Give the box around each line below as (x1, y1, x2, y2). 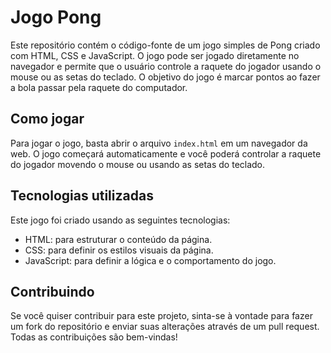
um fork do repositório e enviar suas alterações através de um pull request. (10, 321, 320, 333)
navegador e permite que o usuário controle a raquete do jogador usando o (10, 60, 322, 72)
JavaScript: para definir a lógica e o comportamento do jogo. (24, 254, 277, 266)
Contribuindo (10, 283, 95, 300)
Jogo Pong (10, 6, 102, 29)
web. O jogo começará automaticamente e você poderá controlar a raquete (10, 147, 322, 160)
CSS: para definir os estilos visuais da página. (24, 244, 214, 256)
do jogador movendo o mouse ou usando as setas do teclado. (10, 158, 266, 170)
